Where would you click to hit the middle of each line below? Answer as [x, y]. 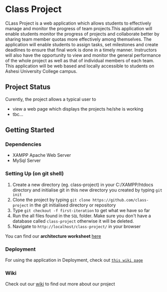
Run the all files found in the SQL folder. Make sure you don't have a [82, 216]
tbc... [18, 114]
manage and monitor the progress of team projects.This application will [79, 28]
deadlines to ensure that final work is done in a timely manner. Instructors [81, 50]
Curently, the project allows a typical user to [51, 99]
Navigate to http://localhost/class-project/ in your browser [76, 226]
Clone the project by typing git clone [51, 200]
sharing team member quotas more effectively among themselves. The [78, 39]
